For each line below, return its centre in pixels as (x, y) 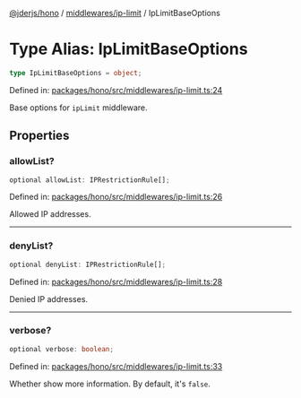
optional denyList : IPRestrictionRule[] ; (88, 264)
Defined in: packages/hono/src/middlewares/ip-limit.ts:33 (116, 366)
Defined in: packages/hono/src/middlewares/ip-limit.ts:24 (116, 90)
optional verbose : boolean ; (62, 349)
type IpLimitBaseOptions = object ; (76, 73)
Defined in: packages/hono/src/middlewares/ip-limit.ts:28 (116, 281)
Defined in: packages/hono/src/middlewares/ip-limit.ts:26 (116, 197)
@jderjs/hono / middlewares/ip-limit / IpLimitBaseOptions (115, 13)
